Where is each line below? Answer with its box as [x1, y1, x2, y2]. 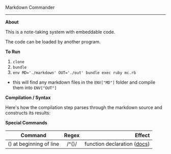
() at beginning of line [8, 140, 60, 147]
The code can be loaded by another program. [5, 39, 101, 45]
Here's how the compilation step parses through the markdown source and [5, 105, 163, 110]
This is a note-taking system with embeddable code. [5, 29, 116, 35]
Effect [134, 132, 150, 139]
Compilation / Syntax [5, 94, 51, 100]
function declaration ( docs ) [84, 140, 150, 147]
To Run [5, 48, 20, 55]
